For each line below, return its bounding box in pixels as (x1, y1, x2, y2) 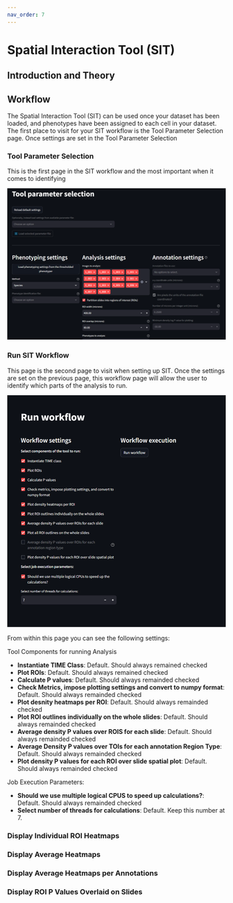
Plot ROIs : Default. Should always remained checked (17, 669, 169, 677)
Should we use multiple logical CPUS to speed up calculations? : (17, 792, 205, 800)
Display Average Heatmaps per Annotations (7, 868, 158, 878)
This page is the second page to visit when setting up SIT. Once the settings (7, 366, 225, 375)
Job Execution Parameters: (7, 778, 85, 786)
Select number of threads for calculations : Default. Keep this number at (17, 806, 225, 815)
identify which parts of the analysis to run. (7, 381, 128, 390)
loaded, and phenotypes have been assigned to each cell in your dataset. (7, 119, 217, 128)
